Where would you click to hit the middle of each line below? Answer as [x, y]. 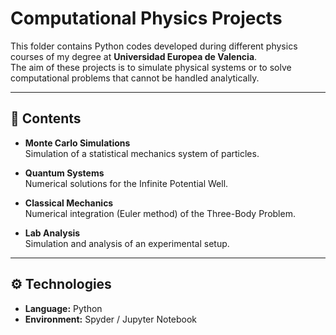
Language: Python [63, 308]
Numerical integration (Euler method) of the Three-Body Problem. [160, 213]
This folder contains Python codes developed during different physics [154, 46]
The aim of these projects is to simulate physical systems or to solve [151, 67]
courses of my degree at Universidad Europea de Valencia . [134, 56]
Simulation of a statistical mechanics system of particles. [142, 153]
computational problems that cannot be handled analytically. [135, 78]
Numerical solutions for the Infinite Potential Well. [126, 183]
